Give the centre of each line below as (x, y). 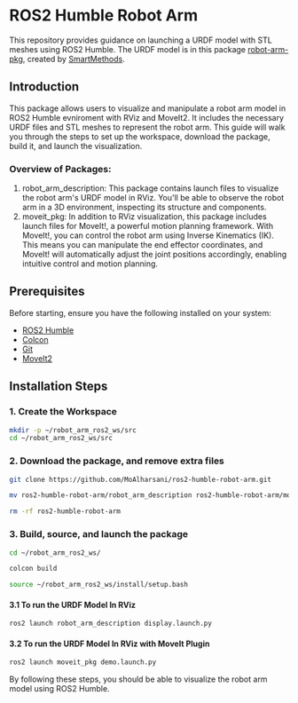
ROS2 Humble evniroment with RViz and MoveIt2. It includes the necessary (147, 117)
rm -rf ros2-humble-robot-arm (65, 511)
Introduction (44, 87)
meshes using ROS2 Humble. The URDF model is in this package (128, 49)
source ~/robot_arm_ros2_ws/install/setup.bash (99, 585)
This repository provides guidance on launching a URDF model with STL (141, 40)
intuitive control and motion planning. (90, 264)
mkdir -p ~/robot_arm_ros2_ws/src (73, 430)
